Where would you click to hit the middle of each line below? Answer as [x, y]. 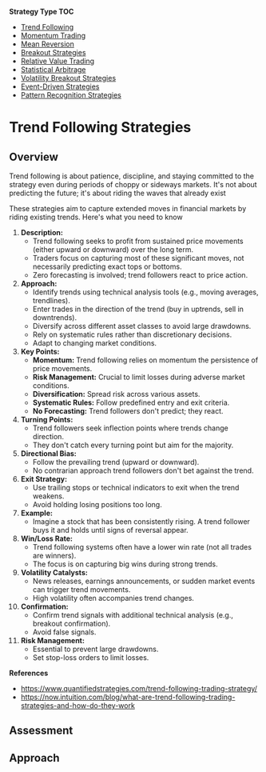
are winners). [54, 556]
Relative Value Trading [58, 61]
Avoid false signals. [64, 632]
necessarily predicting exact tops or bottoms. [107, 266]
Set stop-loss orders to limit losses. [91, 658]
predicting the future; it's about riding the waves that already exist [117, 193]
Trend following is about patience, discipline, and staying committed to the [132, 176]
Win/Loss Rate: [47, 538]
